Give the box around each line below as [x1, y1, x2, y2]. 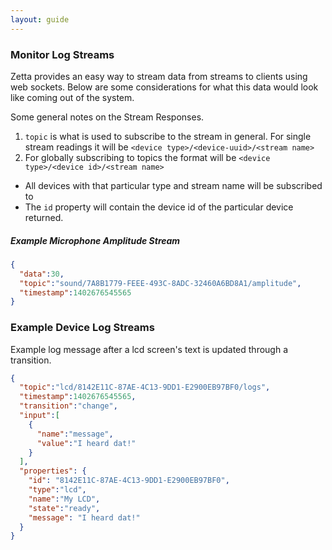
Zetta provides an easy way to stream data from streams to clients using [10, 70, 308, 82]
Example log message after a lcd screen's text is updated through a [10, 343, 289, 355]
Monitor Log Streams [10, 47, 115, 61]
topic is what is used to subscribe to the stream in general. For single [24, 130, 312, 142]
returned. [24, 211, 64, 223]
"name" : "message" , [36, 429, 114, 439]
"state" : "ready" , [28, 503, 101, 513]
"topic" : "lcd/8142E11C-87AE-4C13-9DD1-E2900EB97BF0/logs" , [19, 382, 271, 393]
